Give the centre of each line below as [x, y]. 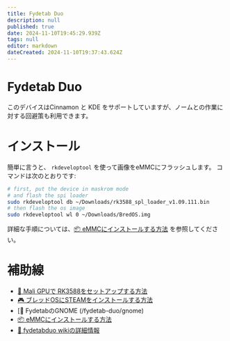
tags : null [23, 40]
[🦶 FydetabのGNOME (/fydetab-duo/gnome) [81, 311]
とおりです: [60, 175]
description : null [34, 20]
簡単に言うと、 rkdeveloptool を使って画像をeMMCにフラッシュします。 [111, 167]
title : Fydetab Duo [35, 14]
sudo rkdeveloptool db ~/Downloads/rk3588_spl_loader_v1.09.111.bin [108, 202]
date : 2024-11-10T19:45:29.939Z [54, 33]
